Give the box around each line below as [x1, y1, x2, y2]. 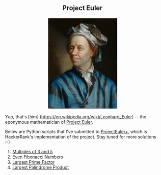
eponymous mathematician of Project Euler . [5, 119, 93, 125]
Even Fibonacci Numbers [12, 154, 63, 160]
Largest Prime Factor [12, 159, 55, 165]
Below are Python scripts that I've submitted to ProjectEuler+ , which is [5, 129, 147, 135]
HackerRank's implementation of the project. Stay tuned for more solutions [5, 134, 157, 140]
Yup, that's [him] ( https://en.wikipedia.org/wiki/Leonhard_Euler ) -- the [5, 114, 147, 120]
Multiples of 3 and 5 [12, 149, 53, 155]
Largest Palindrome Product [12, 165, 69, 171]
